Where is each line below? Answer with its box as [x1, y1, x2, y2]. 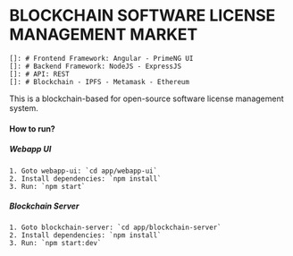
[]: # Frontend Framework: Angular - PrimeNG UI [9, 54, 194, 63]
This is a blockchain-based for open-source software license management [9, 93, 284, 104]
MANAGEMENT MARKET [9, 24, 198, 45]
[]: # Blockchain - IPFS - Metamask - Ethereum [9, 77, 190, 86]
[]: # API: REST [9, 69, 70, 79]
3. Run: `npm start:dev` [9, 239, 102, 248]
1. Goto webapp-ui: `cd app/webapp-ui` [9, 166, 158, 175]
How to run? [9, 123, 55, 134]
